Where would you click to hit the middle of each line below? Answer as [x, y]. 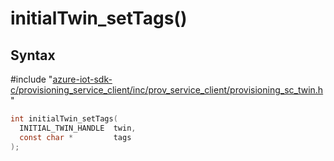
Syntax [33, 55]
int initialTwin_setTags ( [64, 119]
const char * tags [75, 137]
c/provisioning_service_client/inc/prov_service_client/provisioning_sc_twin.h [167, 90]
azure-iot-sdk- [82, 79]
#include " [31, 79]
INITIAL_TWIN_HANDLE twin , [78, 128]
